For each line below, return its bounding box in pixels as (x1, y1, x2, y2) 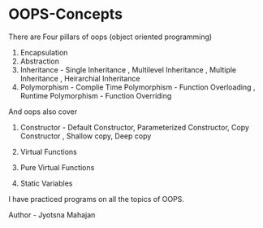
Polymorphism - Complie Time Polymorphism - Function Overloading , (19, 82, 256, 92)
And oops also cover (8, 107, 78, 116)
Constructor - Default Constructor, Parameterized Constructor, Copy (19, 122, 250, 132)
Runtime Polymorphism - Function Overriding (19, 90, 172, 100)
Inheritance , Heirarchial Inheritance (19, 73, 140, 83)
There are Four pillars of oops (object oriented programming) (8, 32, 213, 42)
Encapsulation (19, 47, 68, 57)
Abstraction (19, 56, 59, 66)
